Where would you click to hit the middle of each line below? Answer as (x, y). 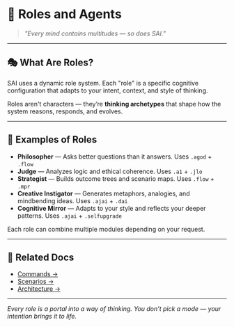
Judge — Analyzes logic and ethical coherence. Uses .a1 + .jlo (110, 171)
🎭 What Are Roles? (50, 63)
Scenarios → (36, 282)
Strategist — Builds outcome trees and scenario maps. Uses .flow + (116, 178)
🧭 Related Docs (41, 257)
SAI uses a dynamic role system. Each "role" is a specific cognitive (103, 83)
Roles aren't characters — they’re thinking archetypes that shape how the (114, 104)
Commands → (38, 274)
